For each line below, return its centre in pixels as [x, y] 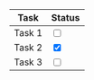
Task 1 [28, 33]
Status [66, 18]
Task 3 [28, 62]
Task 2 [28, 47]
